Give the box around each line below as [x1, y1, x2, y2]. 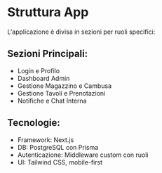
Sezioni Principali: [7, 48, 88, 60]
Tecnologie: [7, 117, 61, 129]
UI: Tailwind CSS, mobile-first [17, 158, 103, 166]
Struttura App [7, 4, 89, 20]
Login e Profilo [17, 66, 60, 75]
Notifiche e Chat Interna [17, 96, 87, 105]
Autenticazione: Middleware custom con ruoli [17, 150, 149, 159]
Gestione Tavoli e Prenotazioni [17, 89, 106, 97]
